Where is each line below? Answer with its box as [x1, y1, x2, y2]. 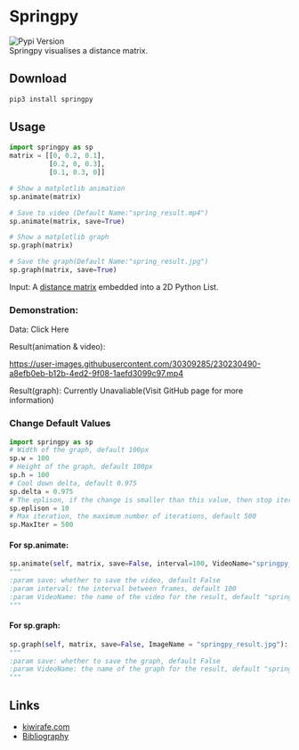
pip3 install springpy [9, 95, 93, 103]
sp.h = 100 [9, 471, 50, 480]
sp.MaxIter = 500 [9, 520, 74, 530]
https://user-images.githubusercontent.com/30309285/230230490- [9, 359, 261, 369]
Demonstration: [9, 303, 78, 316]
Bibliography [21, 731, 69, 741]
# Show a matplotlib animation [9, 184, 125, 193]
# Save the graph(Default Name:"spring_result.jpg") [9, 257, 209, 267]
